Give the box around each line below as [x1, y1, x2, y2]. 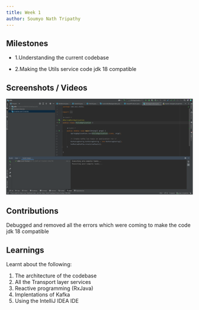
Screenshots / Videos [6, 83, 88, 93]
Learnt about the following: [6, 261, 72, 268]
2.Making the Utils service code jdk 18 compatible [14, 66, 137, 73]
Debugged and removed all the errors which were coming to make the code [6, 222, 191, 229]
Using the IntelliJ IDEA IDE [14, 298, 79, 305]
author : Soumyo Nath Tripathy [6, 15, 81, 22]
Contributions [6, 206, 59, 216]
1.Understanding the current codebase [14, 54, 110, 62]
